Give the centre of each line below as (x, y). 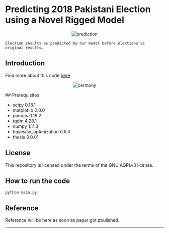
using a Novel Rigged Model (65, 20)
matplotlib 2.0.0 (29, 110)
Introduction (25, 63)
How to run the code (38, 181)
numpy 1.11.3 (25, 126)
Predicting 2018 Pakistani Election (78, 9)
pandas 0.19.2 (27, 115)
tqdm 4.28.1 (24, 121)
